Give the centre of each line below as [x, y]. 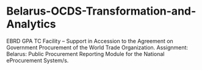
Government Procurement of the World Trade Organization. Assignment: [97, 47]
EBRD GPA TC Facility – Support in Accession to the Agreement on [90, 41]
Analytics [31, 24]
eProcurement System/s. [38, 60]
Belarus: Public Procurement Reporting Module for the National [85, 54]
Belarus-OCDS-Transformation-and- [101, 11]
